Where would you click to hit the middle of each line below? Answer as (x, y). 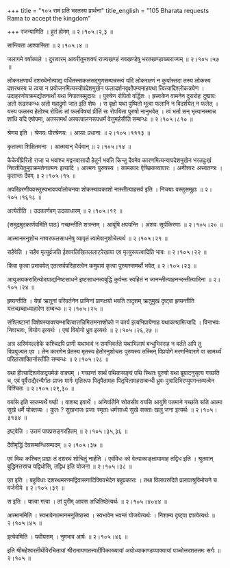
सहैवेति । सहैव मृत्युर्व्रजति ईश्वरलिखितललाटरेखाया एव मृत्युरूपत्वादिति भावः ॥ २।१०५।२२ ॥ (107, 252)
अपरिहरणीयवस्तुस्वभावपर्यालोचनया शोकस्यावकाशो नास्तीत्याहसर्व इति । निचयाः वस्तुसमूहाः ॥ (105, 189)
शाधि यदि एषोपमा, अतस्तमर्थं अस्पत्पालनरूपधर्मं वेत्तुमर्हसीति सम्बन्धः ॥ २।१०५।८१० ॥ (100, 119)
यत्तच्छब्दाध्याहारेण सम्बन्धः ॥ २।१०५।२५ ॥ (55, 308)
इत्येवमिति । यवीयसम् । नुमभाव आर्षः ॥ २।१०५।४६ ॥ (67, 536)
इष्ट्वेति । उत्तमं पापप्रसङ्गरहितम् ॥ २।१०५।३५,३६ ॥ (67, 431)
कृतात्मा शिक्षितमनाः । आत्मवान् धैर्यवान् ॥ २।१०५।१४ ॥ (69, 146)
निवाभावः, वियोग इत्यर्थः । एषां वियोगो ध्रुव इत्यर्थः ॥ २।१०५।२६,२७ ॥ (82, 330)
